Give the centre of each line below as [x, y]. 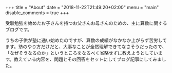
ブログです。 [19, 29]
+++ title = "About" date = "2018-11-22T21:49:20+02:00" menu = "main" [82, 7]
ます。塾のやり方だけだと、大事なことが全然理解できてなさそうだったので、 [86, 47]
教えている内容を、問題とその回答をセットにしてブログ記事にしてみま [88, 59]
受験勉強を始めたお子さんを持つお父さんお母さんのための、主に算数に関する [86, 23]
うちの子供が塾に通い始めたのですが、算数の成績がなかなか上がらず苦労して [86, 40]
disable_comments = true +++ [37, 13]
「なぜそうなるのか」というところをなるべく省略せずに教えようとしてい [82, 53]
